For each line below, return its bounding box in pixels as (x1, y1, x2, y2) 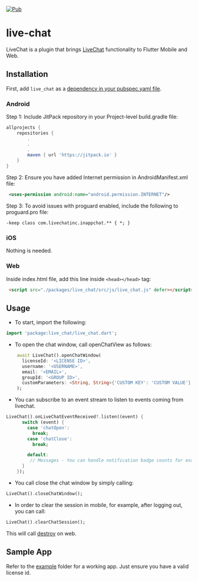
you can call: (14, 508, 46, 515)
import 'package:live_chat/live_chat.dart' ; (6, 330, 117, 337)
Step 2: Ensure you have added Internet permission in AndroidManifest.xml (6, 174, 189, 181)
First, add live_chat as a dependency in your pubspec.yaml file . (6, 85, 162, 92)
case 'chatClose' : (27, 435, 72, 442)
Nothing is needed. (6, 247, 52, 254)
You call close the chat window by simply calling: (14, 479, 134, 486)
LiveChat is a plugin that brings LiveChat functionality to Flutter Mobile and (6, 46, 187, 53)
